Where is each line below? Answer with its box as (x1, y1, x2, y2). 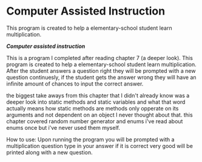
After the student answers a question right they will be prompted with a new (6, 67, 196, 74)
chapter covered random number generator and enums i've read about (6, 117, 183, 125)
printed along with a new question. (6, 149, 93, 156)
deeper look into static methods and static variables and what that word (6, 98, 186, 106)
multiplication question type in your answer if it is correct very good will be (6, 142, 193, 149)
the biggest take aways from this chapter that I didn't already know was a (6, 92, 190, 99)
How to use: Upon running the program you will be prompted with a (6, 135, 175, 143)
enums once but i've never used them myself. (6, 124, 120, 131)
